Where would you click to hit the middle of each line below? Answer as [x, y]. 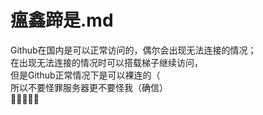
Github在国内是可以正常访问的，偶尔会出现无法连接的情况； [133, 50]
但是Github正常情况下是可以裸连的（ [85, 75]
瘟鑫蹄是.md [62, 20]
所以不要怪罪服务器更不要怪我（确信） [89, 87]
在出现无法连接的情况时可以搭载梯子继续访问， [106, 62]
